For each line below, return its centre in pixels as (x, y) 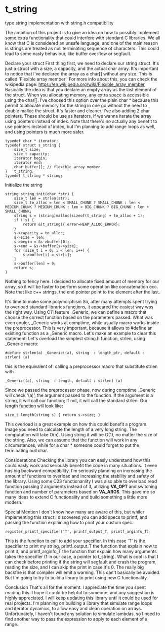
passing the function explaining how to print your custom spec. (69, 522)
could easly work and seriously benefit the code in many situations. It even (81, 465)
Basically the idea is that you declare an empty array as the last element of (81, 89)
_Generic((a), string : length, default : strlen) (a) (64, 381)
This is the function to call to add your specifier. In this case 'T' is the (75, 541)
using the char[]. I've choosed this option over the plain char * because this (82, 100)
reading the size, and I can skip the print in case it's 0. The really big (75, 567)
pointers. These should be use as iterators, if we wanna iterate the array (78, 116)
